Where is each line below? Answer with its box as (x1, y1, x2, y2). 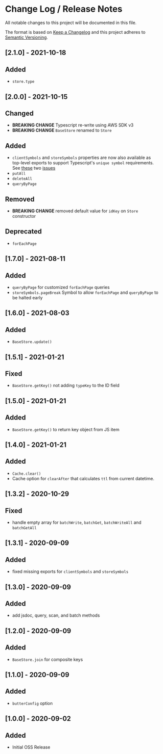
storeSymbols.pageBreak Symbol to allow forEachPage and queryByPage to (12, 289, 159, 295)
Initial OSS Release (12, 744, 50, 750)
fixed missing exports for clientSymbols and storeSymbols (12, 569, 129, 574)
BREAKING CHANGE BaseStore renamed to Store (12, 128, 112, 133)
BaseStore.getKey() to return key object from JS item (12, 426, 120, 432)
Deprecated (5, 227, 42, 236)
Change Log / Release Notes (5, 3, 123, 15)
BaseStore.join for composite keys (12, 656, 83, 662)
